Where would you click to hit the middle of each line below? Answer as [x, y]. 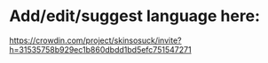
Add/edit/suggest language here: [134, 16]
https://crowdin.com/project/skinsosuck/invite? [95, 40]
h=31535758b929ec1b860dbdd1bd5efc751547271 [101, 49]
